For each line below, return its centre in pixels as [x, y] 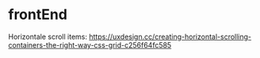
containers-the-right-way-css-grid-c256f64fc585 [90, 44]
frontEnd [38, 15]
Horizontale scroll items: [48, 37]
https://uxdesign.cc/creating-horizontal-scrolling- [170, 37]
